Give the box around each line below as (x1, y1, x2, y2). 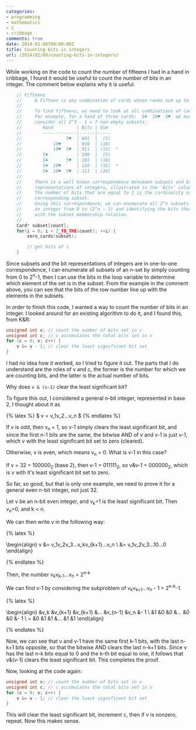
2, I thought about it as (6, 401, 60, 408)
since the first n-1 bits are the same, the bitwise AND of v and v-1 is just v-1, (6, 431, 188, 438)
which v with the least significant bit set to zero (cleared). (6, 437, 144, 444)
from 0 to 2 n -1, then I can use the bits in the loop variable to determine (6, 273, 175, 280)
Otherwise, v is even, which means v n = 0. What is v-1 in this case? (6, 448, 167, 457)
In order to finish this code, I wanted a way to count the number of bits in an (6, 303, 188, 310)
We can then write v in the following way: (6, 519, 105, 526)
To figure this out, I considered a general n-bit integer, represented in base (6, 395, 185, 402)
